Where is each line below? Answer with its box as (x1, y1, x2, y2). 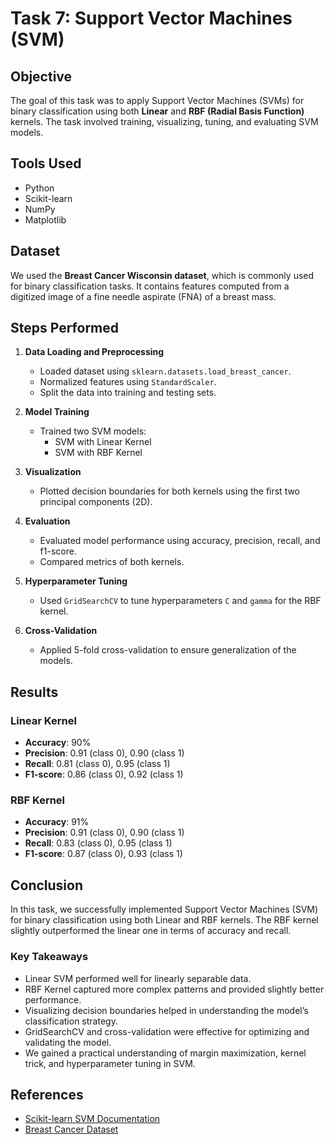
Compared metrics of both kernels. (39, 556, 185, 568)
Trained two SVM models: (39, 425, 147, 437)
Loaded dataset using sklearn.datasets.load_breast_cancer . (39, 365, 292, 377)
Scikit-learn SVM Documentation (24, 1113, 161, 1125)
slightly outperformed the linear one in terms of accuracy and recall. (10, 925, 292, 937)
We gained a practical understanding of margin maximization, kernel (24, 1047, 307, 1059)
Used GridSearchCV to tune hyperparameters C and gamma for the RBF (39, 595, 322, 607)
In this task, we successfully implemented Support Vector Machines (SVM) (10, 903, 319, 916)
